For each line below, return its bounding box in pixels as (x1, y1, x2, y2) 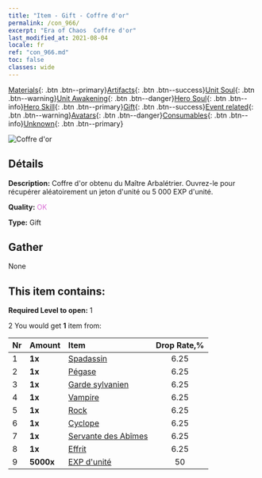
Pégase (67, 366, 97, 377)
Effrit (67, 444, 87, 455)
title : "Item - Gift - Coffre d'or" (8, 11, 129, 20)
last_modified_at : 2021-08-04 (8, 33, 109, 42)
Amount (29, 340, 61, 351)
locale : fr (8, 41, 44, 49)
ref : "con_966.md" (8, 48, 69, 56)
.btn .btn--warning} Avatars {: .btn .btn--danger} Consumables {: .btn (8, 110, 228, 120)
